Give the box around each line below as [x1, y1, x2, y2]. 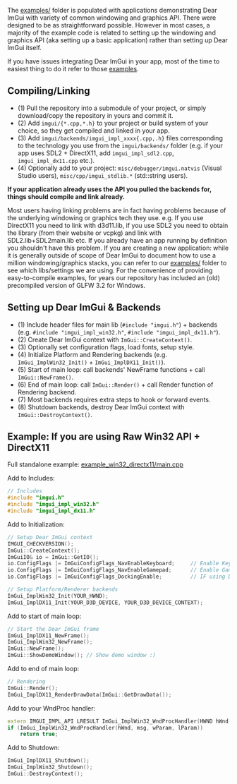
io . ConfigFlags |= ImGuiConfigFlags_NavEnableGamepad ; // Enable [7, 567, 219, 574]
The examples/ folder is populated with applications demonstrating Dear [7, 6, 217, 14]
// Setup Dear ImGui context [7, 533, 93, 541]
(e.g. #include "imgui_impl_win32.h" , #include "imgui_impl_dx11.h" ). [17, 327, 221, 336]
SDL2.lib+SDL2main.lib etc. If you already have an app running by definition [7, 236, 228, 244]
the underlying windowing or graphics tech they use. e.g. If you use [7, 213, 204, 222]
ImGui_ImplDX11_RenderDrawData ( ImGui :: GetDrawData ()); [7, 691, 172, 698]
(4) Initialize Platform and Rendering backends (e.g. [17, 350, 168, 358]
